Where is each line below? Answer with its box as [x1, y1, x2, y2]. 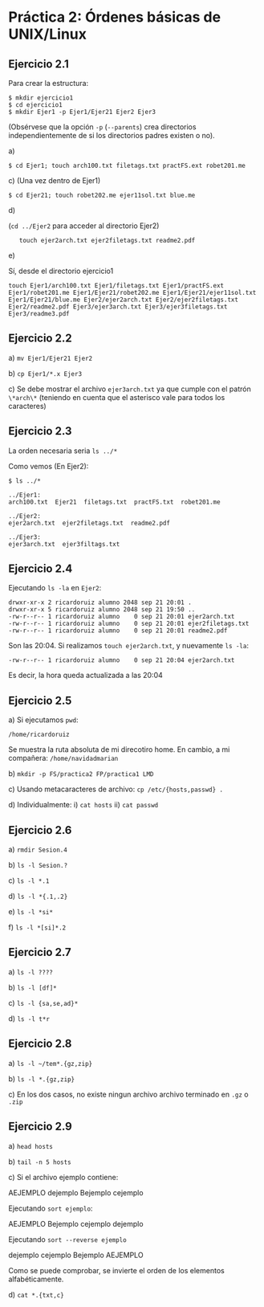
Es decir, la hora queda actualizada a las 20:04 [8, 671, 163, 680]
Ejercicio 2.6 [8, 823, 72, 837]
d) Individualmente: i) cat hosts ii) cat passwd [8, 800, 159, 810]
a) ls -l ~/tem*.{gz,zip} [8, 1058, 93, 1068]
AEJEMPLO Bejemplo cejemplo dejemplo [8, 1219, 144, 1228]
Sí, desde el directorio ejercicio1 [8, 266, 114, 276]
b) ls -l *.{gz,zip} [8, 1073, 75, 1084]
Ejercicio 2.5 [8, 693, 72, 707]
